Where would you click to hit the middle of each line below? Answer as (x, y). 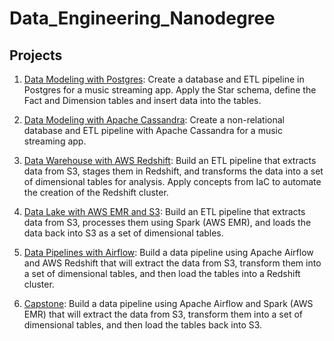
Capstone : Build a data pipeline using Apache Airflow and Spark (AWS (168, 303)
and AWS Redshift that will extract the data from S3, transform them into (172, 263)
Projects (36, 55)
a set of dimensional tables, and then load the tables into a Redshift (162, 273)
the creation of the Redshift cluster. (96, 192)
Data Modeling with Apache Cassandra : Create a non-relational (154, 120)
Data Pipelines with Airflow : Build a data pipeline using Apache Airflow (168, 252)
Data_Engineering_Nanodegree (142, 18)
